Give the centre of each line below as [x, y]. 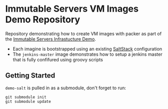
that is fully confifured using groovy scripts [58, 59]
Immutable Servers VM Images [72, 9]
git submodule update [28, 101]
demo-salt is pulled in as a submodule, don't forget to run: [66, 88]
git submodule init [26, 97]
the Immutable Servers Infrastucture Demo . [51, 39]
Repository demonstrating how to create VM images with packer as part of [83, 33]
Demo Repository [43, 20]
